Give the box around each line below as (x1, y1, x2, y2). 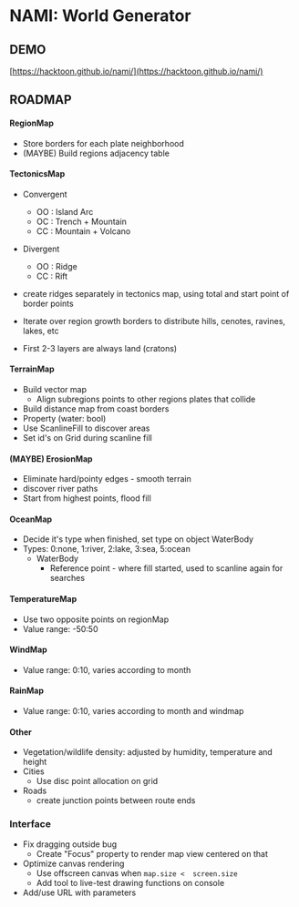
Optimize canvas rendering (22, 858, 125, 869)
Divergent (22, 243, 60, 254)
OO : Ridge (36, 260, 77, 271)
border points (22, 298, 75, 309)
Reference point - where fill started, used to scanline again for (49, 563, 284, 574)
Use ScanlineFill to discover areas (22, 423, 150, 433)
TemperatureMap (9, 594, 77, 604)
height (22, 757, 47, 768)
